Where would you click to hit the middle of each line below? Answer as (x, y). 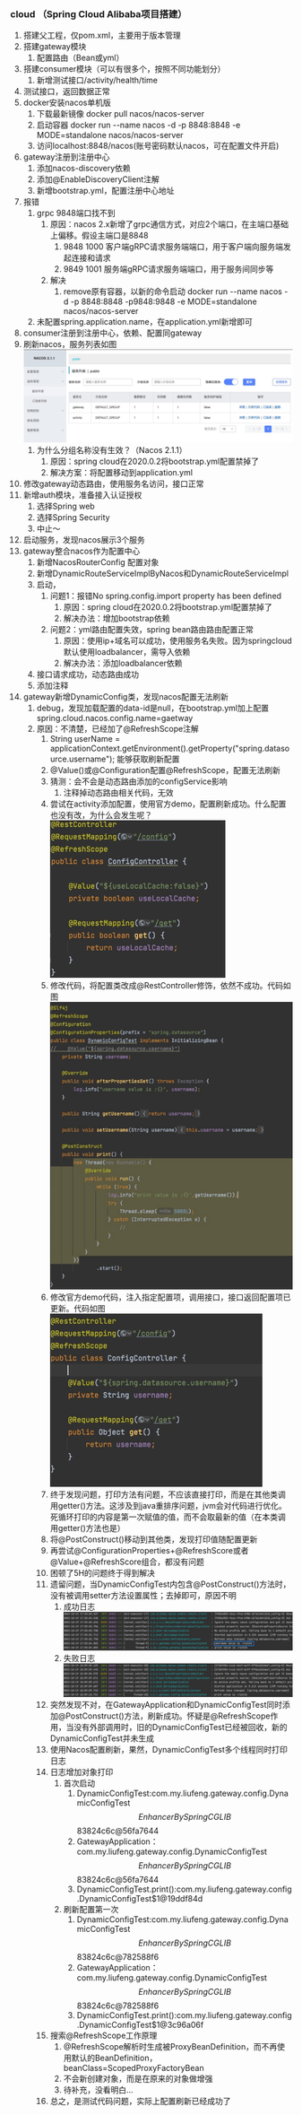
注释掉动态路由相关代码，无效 (118, 793)
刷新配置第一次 (91, 1910)
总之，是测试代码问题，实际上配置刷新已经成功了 (140, 2102)
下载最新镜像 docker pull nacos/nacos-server (121, 114)
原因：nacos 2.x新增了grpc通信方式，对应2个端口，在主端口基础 (169, 224)
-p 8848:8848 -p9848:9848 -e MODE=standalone (164, 301)
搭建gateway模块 (55, 47)
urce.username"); (82, 759)
